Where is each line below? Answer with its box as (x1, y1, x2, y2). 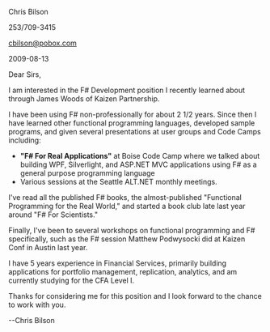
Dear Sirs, (8, 70, 42, 79)
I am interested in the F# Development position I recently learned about (8, 85, 245, 95)
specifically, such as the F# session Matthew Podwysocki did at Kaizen (8, 234, 246, 244)
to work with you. (8, 300, 66, 309)
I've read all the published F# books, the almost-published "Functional (8, 193, 243, 202)
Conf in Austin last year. (8, 243, 88, 252)
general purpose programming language (19, 168, 155, 177)
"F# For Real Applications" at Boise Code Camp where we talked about (19, 151, 260, 160)
